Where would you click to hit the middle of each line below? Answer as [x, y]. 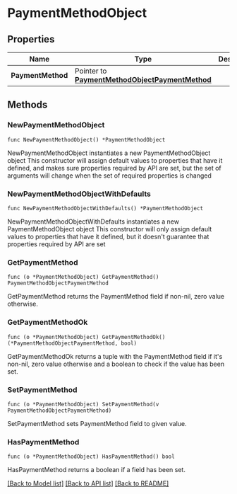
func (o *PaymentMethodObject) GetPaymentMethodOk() [86, 337]
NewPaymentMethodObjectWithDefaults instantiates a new [93, 222]
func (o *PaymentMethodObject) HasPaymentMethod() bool [91, 457]
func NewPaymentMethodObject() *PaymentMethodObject [86, 139]
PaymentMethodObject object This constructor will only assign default [110, 229]
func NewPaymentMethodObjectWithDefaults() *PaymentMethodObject [105, 208]
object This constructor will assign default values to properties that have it [115, 160]
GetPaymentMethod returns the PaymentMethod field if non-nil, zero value [116, 297]
